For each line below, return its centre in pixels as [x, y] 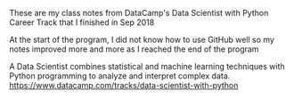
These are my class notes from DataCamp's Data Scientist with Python [139, 13]
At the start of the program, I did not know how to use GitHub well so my [142, 40]
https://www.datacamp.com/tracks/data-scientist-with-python [124, 85]
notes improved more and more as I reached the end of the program [134, 49]
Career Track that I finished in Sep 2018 [82, 22]
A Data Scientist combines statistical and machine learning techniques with [147, 66]
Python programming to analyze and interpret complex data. [120, 76]
